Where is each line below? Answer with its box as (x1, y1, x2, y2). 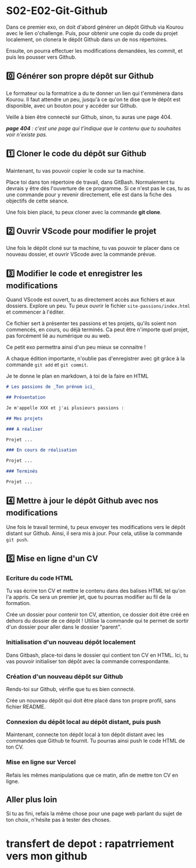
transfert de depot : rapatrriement (6, 837, 174, 850)
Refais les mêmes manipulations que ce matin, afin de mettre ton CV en (6, 771, 178, 778)
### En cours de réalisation (6, 447, 77, 453)
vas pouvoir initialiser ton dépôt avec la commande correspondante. (6, 657, 170, 665)
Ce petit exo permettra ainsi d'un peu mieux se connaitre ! (6, 344, 146, 351)
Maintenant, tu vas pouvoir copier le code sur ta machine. (6, 167, 145, 174)
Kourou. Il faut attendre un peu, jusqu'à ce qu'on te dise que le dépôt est (6, 95, 181, 103)
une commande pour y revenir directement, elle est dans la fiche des (6, 191, 172, 198)
